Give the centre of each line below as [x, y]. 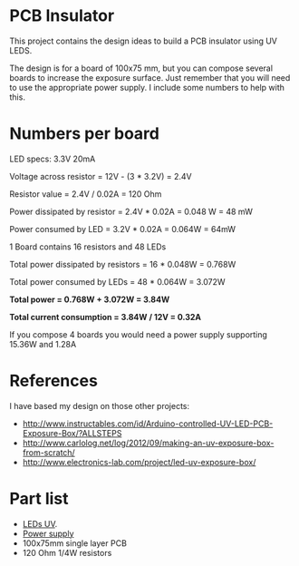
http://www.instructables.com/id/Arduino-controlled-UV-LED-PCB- [148, 424]
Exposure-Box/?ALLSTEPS [72, 433]
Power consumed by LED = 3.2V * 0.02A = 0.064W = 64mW [123, 229]
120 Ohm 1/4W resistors [67, 552]
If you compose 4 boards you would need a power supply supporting [138, 334]
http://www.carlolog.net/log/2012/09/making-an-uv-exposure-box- [148, 443]
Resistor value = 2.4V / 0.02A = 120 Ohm [86, 194]
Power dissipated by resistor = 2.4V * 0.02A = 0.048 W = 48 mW [131, 211]
